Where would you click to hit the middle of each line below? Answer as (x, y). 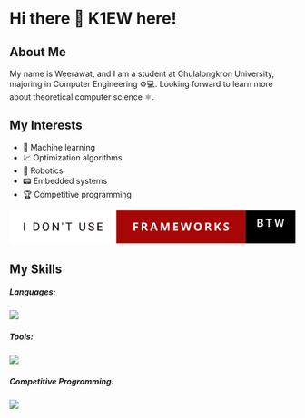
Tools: (21, 337)
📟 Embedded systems (65, 180)
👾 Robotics (43, 170)
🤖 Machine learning (59, 147)
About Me (38, 52)
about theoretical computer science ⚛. (82, 97)
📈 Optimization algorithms (72, 157)
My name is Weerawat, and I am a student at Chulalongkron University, (142, 73)
